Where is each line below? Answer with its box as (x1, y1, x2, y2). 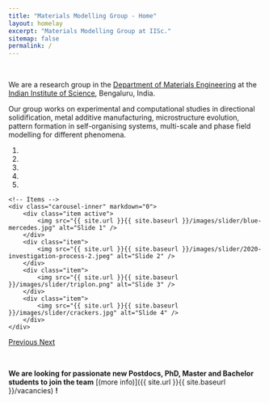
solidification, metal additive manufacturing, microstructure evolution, (8, 112, 240, 122)
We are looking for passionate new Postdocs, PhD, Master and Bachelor (8, 369, 254, 379)
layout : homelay (8, 19, 63, 28)
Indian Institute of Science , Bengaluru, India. (8, 88, 156, 98)
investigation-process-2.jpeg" (8, 252, 114, 261)
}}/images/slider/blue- (181, 217, 263, 225)
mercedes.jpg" (8, 224, 57, 232)
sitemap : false (8, 34, 60, 43)
